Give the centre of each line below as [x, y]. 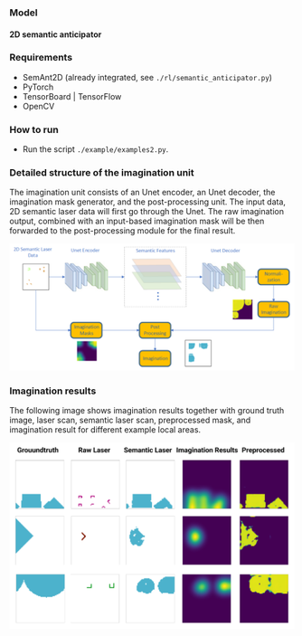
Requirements [41, 58]
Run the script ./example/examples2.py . [95, 149]
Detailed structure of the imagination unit [102, 173]
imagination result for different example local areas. [105, 430]
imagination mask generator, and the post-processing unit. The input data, [148, 202]
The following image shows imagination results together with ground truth [147, 411]
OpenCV [38, 106]
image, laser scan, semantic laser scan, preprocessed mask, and [130, 420]
